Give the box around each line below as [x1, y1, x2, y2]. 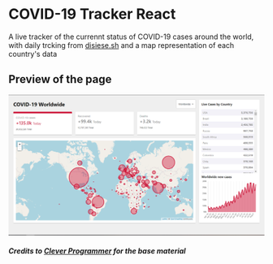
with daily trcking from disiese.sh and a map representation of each [8, 40, 235, 50]
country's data [8, 49, 58, 58]
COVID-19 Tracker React [8, 5, 176, 24]
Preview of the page [8, 72, 112, 86]
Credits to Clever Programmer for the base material [8, 246, 186, 256]
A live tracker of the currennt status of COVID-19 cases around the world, [8, 32, 254, 41]
